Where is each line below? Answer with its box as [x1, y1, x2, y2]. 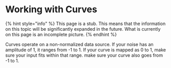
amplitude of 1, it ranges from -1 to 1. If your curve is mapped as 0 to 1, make [5, 47, 166, 53]
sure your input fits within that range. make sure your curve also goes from [5, 52, 163, 58]
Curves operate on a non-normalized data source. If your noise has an [5, 41, 154, 47]
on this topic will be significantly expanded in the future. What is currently [5, 26, 161, 32]
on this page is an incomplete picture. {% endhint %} [5, 31, 117, 37]
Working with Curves [5, 4, 97, 15]
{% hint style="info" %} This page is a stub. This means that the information [5, 20, 166, 27]
